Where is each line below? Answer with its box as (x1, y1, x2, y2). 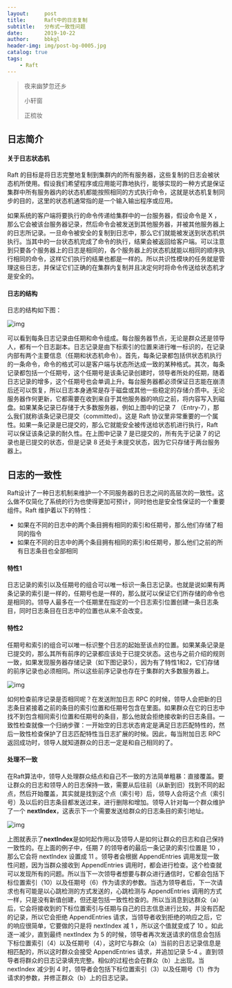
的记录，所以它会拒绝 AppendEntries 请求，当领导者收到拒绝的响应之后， (7, 912, 216, 921)
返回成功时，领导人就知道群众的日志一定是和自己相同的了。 (7, 738, 177, 746)
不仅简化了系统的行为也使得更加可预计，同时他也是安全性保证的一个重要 (19, 497, 225, 506)
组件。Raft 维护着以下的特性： (7, 506, 93, 514)
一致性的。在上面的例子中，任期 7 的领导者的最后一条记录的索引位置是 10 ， (7, 843, 224, 851)
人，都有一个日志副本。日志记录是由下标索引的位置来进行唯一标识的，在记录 (7, 343, 225, 351)
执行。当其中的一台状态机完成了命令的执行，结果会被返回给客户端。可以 (7, 237, 213, 246)
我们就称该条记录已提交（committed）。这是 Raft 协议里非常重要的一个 (12, 412, 213, 420)
